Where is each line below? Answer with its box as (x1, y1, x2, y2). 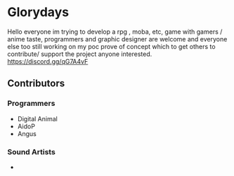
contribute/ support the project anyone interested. (7, 50, 152, 58)
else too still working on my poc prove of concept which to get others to (7, 42, 216, 50)
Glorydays (7, 4, 69, 20)
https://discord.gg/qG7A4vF (7, 57, 89, 65)
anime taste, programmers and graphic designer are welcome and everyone (7, 34, 228, 43)
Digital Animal (17, 114, 58, 123)
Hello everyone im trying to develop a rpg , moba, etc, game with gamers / (7, 27, 223, 36)
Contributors (7, 78, 65, 90)
